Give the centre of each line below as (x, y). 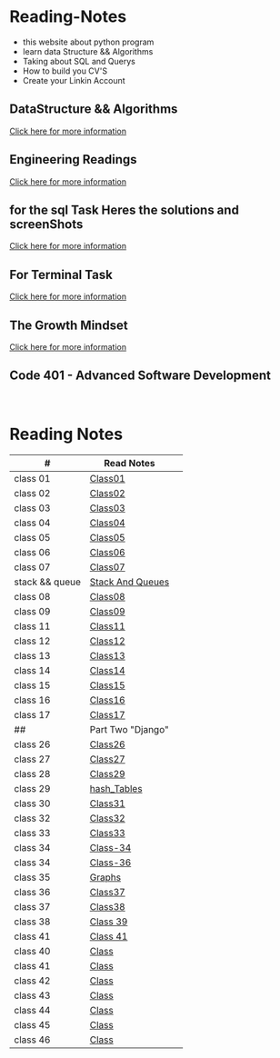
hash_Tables (116, 788)
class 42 (32, 981)
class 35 (32, 877)
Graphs (105, 877)
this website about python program (88, 42)
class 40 (32, 951)
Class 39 (109, 922)
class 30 (32, 803)
